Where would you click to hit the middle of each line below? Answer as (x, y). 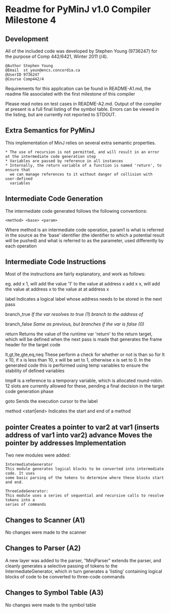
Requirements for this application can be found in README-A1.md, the (78, 88)
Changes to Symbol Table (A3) (54, 593)
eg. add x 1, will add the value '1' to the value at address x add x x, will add (83, 284)
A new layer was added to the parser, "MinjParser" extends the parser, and (83, 560)
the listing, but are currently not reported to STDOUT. (61, 115)
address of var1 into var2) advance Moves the (79, 435)
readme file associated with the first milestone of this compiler (70, 94)
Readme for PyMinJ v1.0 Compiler (78, 9)
